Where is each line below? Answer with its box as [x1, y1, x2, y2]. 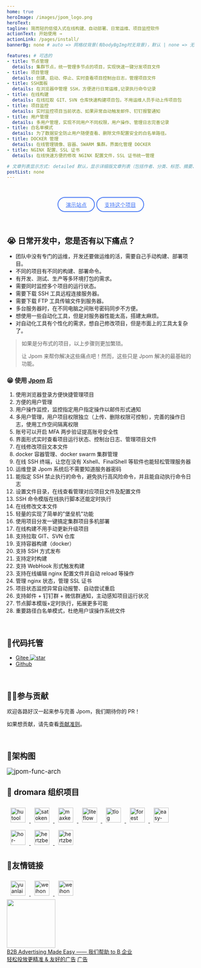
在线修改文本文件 [15, 503, 58, 510]
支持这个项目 [104, 201, 136, 209]
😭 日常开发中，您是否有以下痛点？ [7, 236, 136, 246]
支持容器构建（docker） [15, 540, 75, 548]
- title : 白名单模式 [7, 125, 53, 131]
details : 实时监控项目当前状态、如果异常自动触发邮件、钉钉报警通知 [12, 108, 160, 114]
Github [15, 660, 32, 668]
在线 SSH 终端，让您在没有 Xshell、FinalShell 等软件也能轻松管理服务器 [15, 458, 191, 465]
